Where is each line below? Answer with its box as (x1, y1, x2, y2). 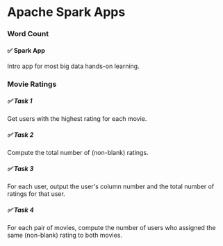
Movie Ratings (7, 79, 57, 89)
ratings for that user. (7, 190, 66, 198)
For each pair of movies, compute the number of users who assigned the (7, 224, 216, 232)
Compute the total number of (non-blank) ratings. (7, 149, 149, 157)
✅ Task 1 (7, 97, 33, 105)
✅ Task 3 (7, 164, 34, 172)
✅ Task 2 (7, 130, 34, 139)
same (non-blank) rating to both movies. (7, 231, 123, 240)
